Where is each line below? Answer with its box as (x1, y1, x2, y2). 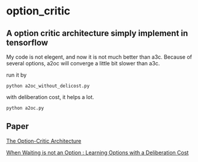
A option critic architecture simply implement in (6, 28, 188, 38)
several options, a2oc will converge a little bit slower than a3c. (6, 60, 160, 67)
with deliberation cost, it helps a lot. (6, 94, 94, 100)
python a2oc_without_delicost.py (6, 83, 90, 89)
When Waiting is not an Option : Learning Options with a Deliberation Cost (6, 149, 189, 156)
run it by (6, 71, 27, 79)
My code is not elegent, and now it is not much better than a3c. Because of (6, 53, 192, 61)
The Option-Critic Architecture (6, 137, 82, 145)
